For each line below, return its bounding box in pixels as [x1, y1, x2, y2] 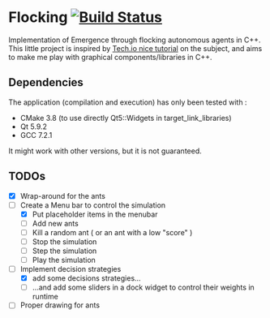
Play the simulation [32, 256, 96, 264]
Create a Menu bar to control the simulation [19, 200, 166, 210]
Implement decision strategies [19, 264, 122, 274]
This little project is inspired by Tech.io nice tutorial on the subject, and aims [8, 43, 263, 53]
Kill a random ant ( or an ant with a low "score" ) [32, 227, 193, 237]
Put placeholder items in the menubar [32, 209, 158, 219]
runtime [32, 292, 58, 302]
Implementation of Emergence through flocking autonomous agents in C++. [8, 35, 261, 45]
